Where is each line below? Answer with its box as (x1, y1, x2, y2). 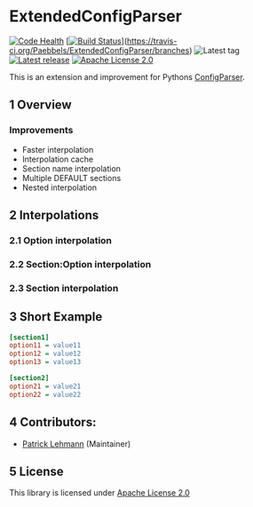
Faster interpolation (21, 144, 94, 154)
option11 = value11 (9, 341, 82, 350)
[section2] (9, 374, 50, 383)
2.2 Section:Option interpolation (9, 257, 152, 270)
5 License (9, 463, 64, 479)
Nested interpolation (21, 182, 98, 193)
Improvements (9, 124, 74, 137)
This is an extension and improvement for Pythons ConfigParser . (9, 71, 246, 82)
